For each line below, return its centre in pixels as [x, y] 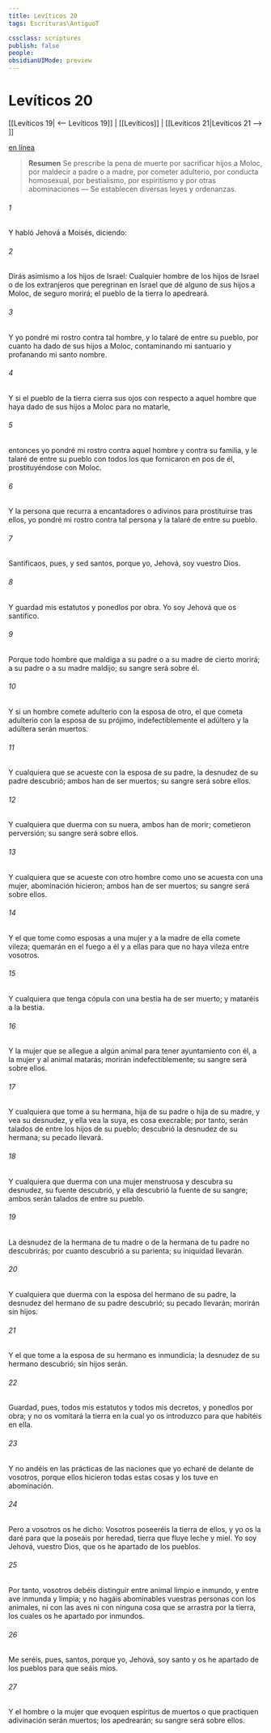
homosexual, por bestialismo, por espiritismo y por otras [122, 180]
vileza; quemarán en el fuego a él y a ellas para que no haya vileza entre [129, 946]
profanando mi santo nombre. [58, 354]
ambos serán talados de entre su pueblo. [77, 1198]
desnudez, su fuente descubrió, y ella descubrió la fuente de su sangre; [128, 1190]
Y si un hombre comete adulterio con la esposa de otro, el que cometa [126, 711]
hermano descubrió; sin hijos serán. [68, 1364]
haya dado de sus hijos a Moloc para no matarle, [89, 407]
